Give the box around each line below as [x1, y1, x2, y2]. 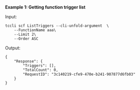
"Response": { [14, 59, 43, 64]
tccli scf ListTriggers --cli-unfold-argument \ [5, 23, 109, 28]
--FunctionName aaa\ [14, 28, 56, 33]
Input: [5, 14, 17, 19]
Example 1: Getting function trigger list [5, 4, 86, 10]
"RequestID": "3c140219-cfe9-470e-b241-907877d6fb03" [23, 72, 136, 77]
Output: [5, 45, 21, 51]
